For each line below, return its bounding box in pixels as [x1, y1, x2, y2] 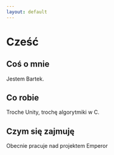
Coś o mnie [6, 59, 50, 70]
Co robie [6, 93, 39, 103]
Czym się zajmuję [6, 126, 75, 136]
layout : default [6, 8, 47, 15]
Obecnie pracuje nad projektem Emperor [6, 142, 108, 150]
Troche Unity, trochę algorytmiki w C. [6, 108, 100, 116]
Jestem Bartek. [6, 75, 44, 82]
